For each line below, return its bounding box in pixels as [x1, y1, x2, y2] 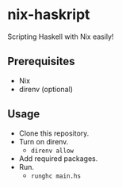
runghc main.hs [30, 172, 81, 180]
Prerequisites [7, 55, 75, 68]
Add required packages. [18, 153, 98, 163]
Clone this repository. [18, 129, 90, 138]
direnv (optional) [18, 84, 73, 94]
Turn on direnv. [18, 136, 69, 146]
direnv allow [30, 147, 74, 155]
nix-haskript [7, 6, 90, 24]
